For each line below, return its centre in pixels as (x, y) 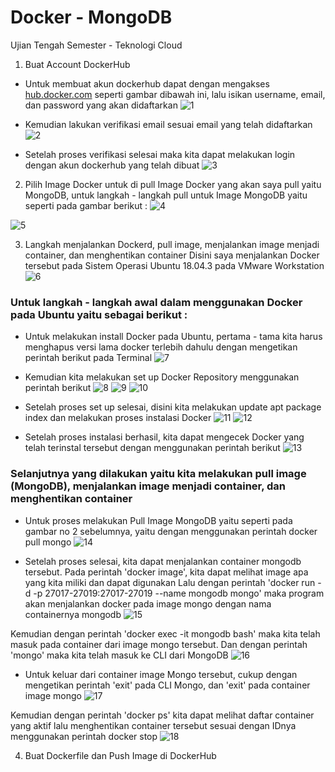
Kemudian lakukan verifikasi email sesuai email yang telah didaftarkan (168, 124)
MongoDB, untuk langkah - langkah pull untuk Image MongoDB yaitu (166, 195)
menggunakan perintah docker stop (84, 736)
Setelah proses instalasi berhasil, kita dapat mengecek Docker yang (164, 437)
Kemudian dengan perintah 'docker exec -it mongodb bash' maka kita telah (165, 633)
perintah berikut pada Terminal (88, 358)
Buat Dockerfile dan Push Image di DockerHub (120, 755)
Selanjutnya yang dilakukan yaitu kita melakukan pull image (158, 474)
